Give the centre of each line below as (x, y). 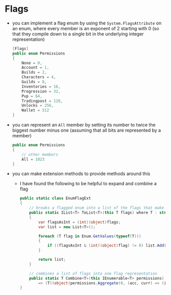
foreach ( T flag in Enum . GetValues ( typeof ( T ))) (90, 236)
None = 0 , (32, 63)
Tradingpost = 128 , (42, 101)
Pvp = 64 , (32, 96)
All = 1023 (33, 159)
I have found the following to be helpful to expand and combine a (88, 184)
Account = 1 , (35, 68)
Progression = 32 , (41, 91)
